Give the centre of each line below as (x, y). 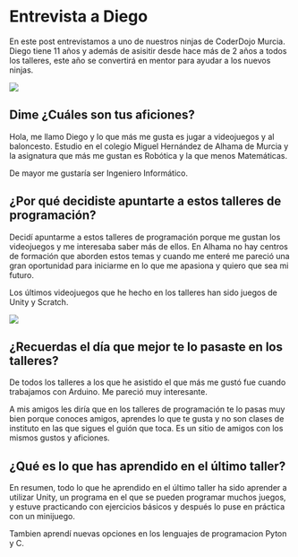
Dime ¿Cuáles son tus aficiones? (102, 115)
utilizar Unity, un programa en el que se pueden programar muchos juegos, (148, 497)
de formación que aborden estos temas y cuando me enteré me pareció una (149, 256)
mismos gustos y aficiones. (60, 438)
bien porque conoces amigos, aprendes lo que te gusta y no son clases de (147, 419)
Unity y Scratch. (39, 301)
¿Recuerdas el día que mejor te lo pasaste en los (146, 347)
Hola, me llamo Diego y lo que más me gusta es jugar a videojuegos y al (142, 136)
